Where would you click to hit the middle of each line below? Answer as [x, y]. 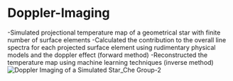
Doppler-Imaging [59, 13]
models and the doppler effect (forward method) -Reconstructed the [108, 55]
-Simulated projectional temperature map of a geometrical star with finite [114, 32]
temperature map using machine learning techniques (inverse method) [111, 62]
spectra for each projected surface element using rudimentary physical [112, 47]
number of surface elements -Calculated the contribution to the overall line [117, 39]
